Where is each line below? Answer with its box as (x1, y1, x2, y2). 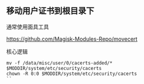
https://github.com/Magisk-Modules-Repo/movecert (6, 35, 138, 43)
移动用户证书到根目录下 (6, 5, 94, 16)
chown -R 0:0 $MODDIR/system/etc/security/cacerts (6, 71, 137, 77)
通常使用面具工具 (6, 23, 49, 30)
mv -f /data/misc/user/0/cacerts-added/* (6, 60, 113, 66)
